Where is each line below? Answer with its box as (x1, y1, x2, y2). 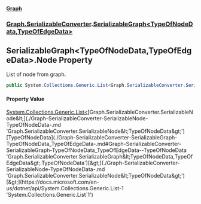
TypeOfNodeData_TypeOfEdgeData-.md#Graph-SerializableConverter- (6, 141, 182, 148)
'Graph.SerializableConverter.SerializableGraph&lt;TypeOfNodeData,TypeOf (6, 153, 193, 160)
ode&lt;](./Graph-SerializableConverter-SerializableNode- (6, 115, 148, 122)
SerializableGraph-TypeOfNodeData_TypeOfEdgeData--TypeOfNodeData (6, 147, 187, 154)
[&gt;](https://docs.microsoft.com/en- (6, 178, 100, 185)
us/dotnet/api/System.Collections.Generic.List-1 (6, 185, 124, 192)
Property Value (6, 95, 45, 102)
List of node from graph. (6, 71, 66, 78)
